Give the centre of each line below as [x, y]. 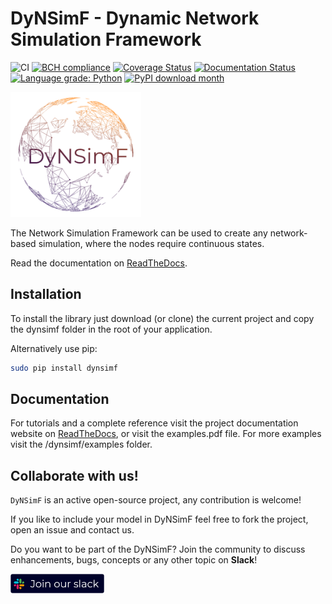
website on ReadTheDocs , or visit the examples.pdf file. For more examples [166, 434]
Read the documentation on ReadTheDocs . [99, 263]
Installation [46, 294]
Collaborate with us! [74, 475]
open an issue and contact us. [72, 530]
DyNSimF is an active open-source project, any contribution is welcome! [156, 500]
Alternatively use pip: [54, 348]
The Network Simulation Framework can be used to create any [139, 233]
